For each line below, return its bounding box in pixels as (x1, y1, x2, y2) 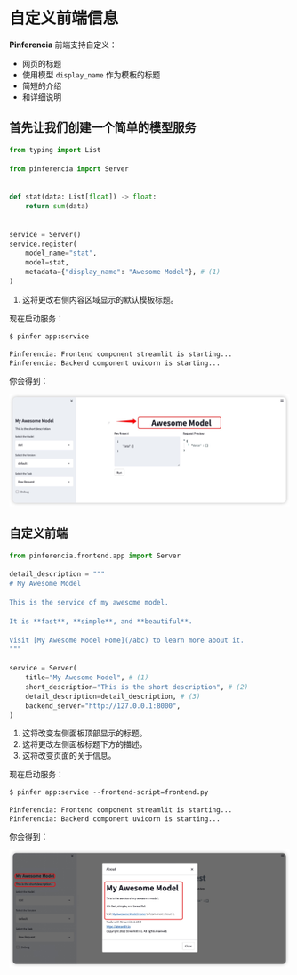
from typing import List (9, 145, 101, 154)
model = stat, (25, 258, 69, 267)
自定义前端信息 (9, 8, 119, 28)
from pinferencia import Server (9, 164, 129, 174)
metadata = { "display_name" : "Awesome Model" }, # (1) (25, 268, 221, 277)
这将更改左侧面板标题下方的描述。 (21, 739, 148, 750)
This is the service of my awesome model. (9, 598, 169, 607)
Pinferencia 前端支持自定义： (9, 39, 117, 50)
